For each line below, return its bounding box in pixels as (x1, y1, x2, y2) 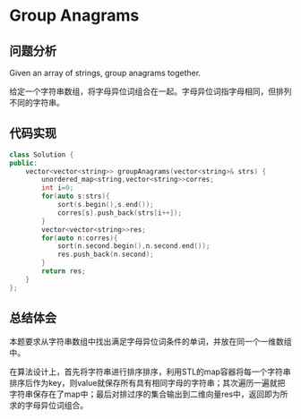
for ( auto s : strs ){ (41, 192, 110, 201)
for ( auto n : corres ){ (41, 234, 118, 243)
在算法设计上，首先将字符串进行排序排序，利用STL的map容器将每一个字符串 (9, 366, 291, 377)
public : (9, 158, 39, 167)
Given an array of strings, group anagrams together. (9, 68, 202, 78)
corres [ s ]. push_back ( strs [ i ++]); (56, 208, 182, 218)
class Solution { (9, 150, 74, 159)
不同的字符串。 (9, 98, 64, 107)
